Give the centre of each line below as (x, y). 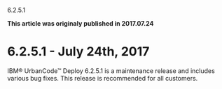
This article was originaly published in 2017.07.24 (81, 23)
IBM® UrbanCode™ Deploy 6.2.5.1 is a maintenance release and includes (111, 71)
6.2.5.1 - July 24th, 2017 (78, 52)
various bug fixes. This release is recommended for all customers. (103, 78)
